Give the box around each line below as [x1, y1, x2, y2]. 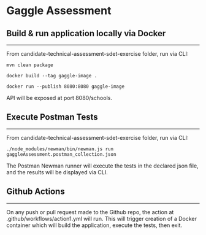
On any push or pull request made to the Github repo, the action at [6, 208, 174, 215]
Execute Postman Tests [6, 112, 98, 123]
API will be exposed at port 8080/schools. [6, 94, 112, 101]
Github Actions [6, 187, 66, 197]
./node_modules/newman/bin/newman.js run [6, 145, 114, 152]
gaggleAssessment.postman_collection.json [6, 151, 116, 157]
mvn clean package [6, 62, 53, 68]
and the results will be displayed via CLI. [6, 168, 109, 175]
